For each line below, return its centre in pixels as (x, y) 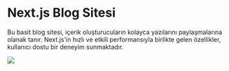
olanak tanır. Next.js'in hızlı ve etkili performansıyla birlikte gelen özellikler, (114, 39)
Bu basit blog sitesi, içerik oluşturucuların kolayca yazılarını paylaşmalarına (115, 32)
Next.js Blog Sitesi (62, 13)
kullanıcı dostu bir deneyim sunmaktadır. (65, 47)
